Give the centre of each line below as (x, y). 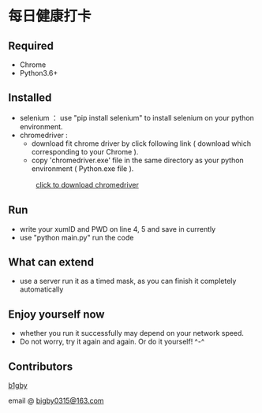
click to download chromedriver (88, 184)
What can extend (51, 262)
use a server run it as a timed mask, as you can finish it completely (128, 281)
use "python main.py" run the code (77, 237)
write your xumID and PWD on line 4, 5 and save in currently (118, 229)
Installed (30, 98)
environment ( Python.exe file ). (82, 168)
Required (31, 45)
